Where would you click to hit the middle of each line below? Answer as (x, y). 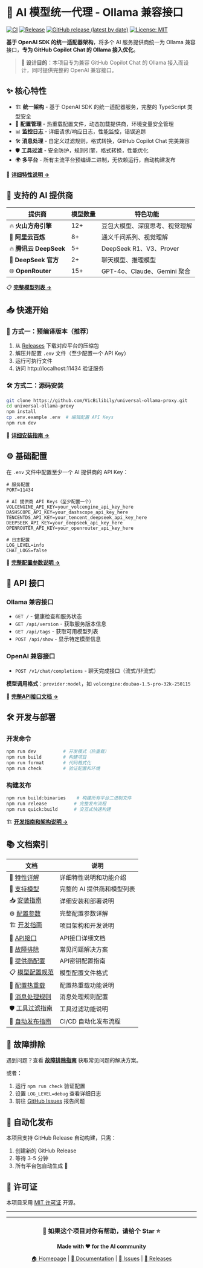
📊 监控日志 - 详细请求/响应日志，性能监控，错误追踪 (80, 131)
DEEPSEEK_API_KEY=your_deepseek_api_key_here (64, 523)
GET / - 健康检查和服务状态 (48, 616)
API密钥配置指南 (82, 960)
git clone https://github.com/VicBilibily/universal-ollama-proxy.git (97, 400)
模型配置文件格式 (84, 973)
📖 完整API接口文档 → (32, 696)
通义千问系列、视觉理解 (134, 237)
